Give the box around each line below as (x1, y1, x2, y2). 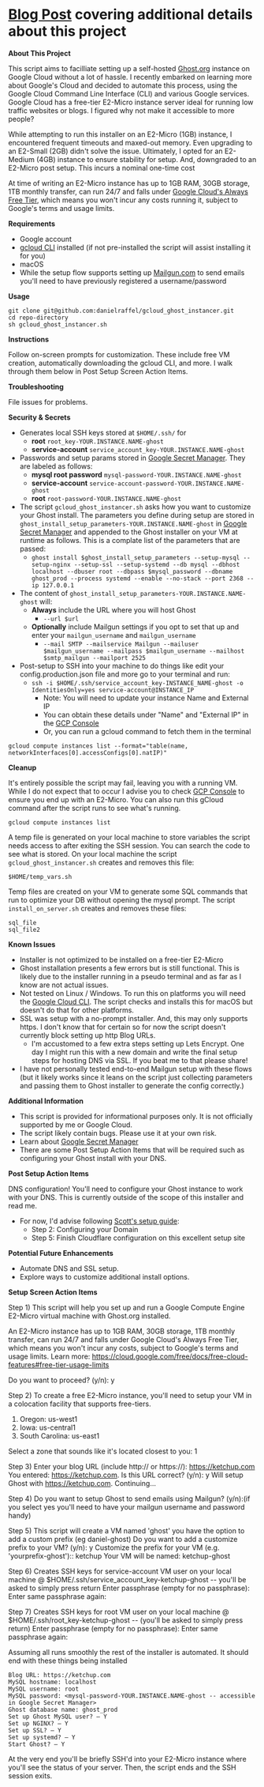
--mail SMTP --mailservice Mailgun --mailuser (43, 640, 199, 648)
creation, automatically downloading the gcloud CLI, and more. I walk (8, 358, 233, 368)
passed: (19, 544, 46, 553)
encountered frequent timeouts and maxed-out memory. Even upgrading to (8, 138, 253, 147)
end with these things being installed (8, 1656, 128, 1665)
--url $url (43, 615, 79, 623)
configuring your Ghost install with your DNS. (19, 1153, 167, 1163)
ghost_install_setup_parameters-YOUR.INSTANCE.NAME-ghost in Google (19, 518, 247, 528)
